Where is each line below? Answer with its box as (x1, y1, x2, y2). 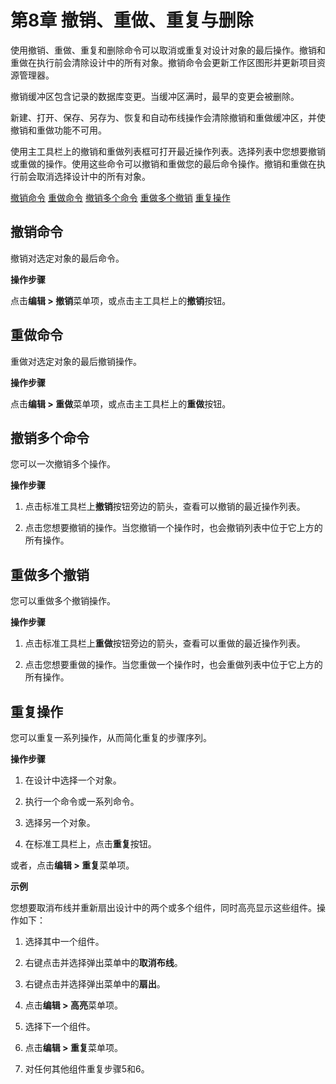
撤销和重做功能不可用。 (10, 124, 107, 136)
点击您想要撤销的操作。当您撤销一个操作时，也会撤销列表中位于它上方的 (24, 522, 323, 534)
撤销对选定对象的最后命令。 (10, 252, 125, 264)
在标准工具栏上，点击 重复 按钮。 (24, 838, 157, 850)
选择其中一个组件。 (24, 936, 105, 947)
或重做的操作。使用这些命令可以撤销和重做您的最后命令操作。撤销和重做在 (10, 157, 317, 170)
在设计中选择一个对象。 (24, 774, 122, 786)
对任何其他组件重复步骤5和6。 (24, 1063, 150, 1075)
